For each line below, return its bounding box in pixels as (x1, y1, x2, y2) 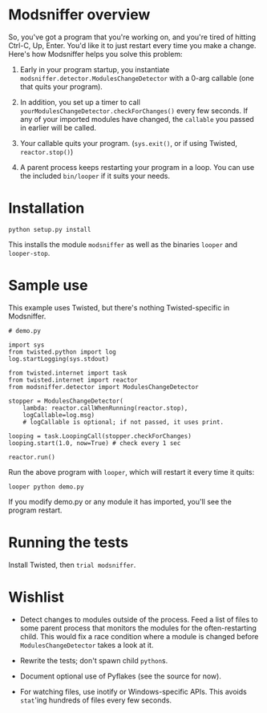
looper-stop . (8, 248, 51, 257)
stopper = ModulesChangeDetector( (8, 397, 124, 405)
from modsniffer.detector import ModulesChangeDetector (8, 383, 199, 391)
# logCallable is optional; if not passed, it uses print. (22, 418, 225, 426)
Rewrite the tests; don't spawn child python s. (19, 655, 168, 665)
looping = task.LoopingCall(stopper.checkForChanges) (8, 431, 192, 440)
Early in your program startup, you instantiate (19, 64, 170, 74)
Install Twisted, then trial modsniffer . (8, 560, 136, 569)
